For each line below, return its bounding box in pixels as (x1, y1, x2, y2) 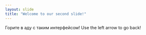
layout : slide (5, 7, 34, 12)
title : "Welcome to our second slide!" (5, 12, 87, 16)
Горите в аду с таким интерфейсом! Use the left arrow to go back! (5, 24, 141, 30)
